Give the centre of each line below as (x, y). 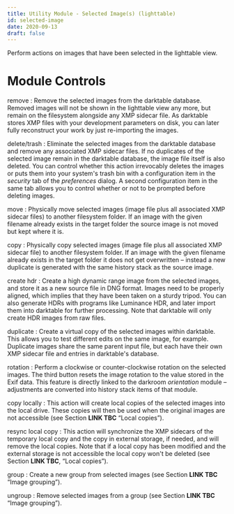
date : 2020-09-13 (32, 27)
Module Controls (56, 81)
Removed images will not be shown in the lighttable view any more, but (109, 108)
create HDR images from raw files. (56, 318)
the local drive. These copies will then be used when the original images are (116, 411)
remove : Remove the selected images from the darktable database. (104, 101)
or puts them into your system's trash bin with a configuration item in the (111, 174)
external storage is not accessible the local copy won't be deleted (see (109, 454)
